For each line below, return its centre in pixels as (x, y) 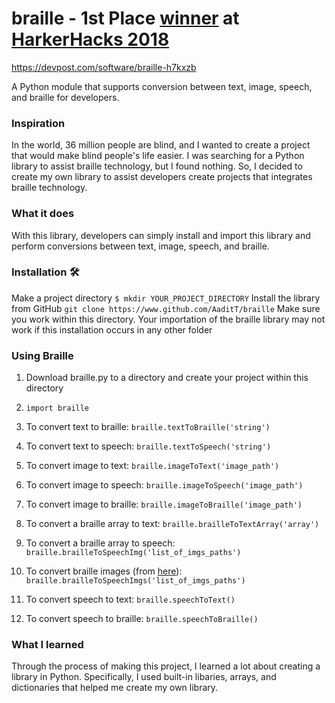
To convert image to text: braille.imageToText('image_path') (152, 466)
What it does (43, 214)
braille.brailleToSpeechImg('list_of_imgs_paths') (133, 553)
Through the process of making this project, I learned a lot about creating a (166, 666)
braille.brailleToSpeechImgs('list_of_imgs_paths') (135, 581)
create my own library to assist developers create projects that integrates (162, 177)
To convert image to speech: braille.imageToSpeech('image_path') (164, 485)
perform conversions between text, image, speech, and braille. (140, 246)
